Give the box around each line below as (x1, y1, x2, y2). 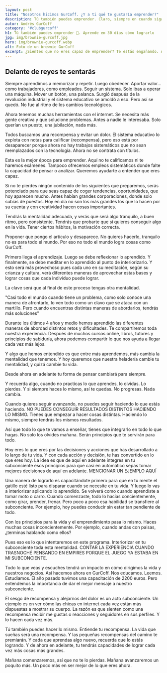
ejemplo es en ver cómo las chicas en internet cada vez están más (5, 601, 142, 607)
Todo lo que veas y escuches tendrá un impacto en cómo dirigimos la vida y (5, 565, 162, 571)
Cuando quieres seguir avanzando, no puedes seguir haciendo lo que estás (5, 401, 160, 407)
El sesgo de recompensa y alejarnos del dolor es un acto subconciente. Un (5, 596, 159, 602)
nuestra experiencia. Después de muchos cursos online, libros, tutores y (5, 331, 154, 337)
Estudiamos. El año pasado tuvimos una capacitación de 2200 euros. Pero (5, 575, 158, 581)
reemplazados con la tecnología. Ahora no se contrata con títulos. (5, 147, 140, 153)
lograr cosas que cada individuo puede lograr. (5, 275, 99, 281)
